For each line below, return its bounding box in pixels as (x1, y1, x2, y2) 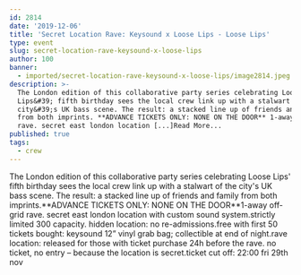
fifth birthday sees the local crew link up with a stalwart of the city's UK (9, 180, 273, 191)
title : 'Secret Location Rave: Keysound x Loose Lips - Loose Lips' (9, 30, 271, 39)
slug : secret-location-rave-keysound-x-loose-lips (9, 47, 202, 56)
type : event (9, 38, 54, 47)
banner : (9, 64, 39, 73)
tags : (9, 138, 30, 147)
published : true (9, 130, 70, 139)
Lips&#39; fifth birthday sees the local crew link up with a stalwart (17, 96, 291, 106)
